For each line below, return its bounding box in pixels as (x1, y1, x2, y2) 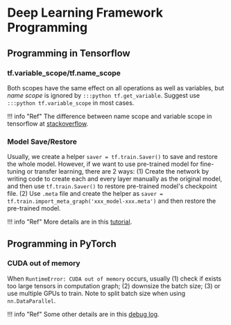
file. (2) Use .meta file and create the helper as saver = (7, 190, 163, 198)
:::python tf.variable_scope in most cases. (7, 99, 135, 107)
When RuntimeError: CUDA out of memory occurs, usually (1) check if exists (7, 274, 222, 283)
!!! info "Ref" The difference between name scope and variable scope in (7, 112, 212, 120)
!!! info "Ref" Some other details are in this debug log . (7, 310, 160, 318)
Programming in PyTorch (7, 237, 117, 249)
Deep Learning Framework (7, 5, 163, 21)
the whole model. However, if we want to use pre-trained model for (7, 160, 199, 168)
